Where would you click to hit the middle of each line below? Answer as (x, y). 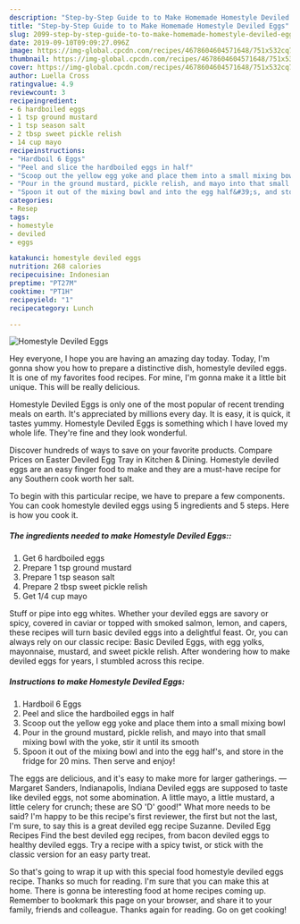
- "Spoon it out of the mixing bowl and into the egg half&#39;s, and (143, 192)
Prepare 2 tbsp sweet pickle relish (85, 587)
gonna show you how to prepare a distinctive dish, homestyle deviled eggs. (148, 369)
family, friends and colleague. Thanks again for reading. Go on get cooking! (148, 910)
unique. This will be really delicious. (75, 387)
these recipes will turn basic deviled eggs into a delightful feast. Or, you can (149, 632)
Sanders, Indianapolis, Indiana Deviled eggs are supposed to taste (166, 788)
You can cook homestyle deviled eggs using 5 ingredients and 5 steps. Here (150, 505)
